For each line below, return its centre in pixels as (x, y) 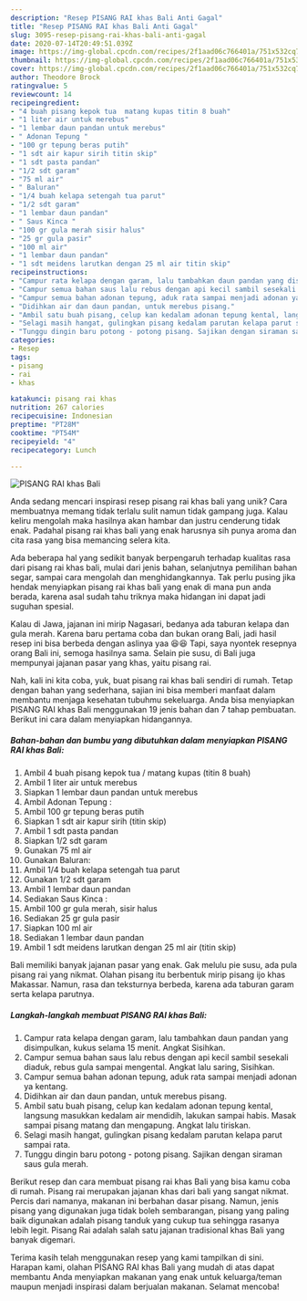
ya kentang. (46, 1087)
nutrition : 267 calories (57, 408)
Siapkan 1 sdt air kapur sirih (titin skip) (95, 821)
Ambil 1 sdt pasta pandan (71, 831)
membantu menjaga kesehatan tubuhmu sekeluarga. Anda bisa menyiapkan (153, 700)
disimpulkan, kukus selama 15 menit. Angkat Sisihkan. (124, 1048)
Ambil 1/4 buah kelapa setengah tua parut (102, 870)
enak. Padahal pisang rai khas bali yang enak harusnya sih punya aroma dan (153, 531)
